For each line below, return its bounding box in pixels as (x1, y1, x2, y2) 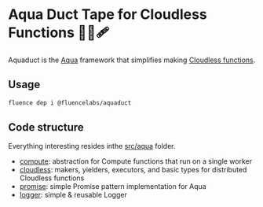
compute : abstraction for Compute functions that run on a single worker (19, 157, 253, 166)
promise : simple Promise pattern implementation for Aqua (19, 182, 206, 191)
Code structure (8, 120, 84, 135)
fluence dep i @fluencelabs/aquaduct (8, 98, 132, 107)
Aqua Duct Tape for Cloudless (8, 6, 208, 24)
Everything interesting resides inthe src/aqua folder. (8, 142, 176, 151)
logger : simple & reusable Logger (19, 190, 127, 200)
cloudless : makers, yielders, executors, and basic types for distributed (19, 165, 247, 175)
